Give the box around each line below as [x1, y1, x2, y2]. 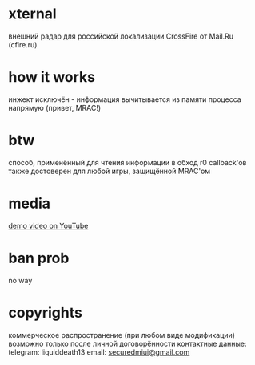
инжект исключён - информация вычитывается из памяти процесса [8, 94, 241, 104]
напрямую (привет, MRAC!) [8, 103, 102, 112]
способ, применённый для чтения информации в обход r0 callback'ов [8, 157, 247, 167]
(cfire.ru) [8, 39, 38, 49]
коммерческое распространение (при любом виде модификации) [8, 330, 236, 339]
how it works [8, 68, 96, 87]
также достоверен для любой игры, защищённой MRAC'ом [8, 166, 211, 176]
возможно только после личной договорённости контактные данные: [8, 339, 247, 348]
